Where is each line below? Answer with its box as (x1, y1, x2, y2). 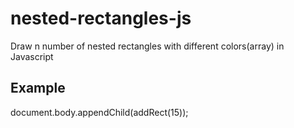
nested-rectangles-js (10, 7, 192, 30)
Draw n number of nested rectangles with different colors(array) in (10, 40, 285, 52)
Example (10, 80, 66, 97)
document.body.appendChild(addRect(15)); (10, 106, 189, 118)
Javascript (10, 50, 54, 62)
